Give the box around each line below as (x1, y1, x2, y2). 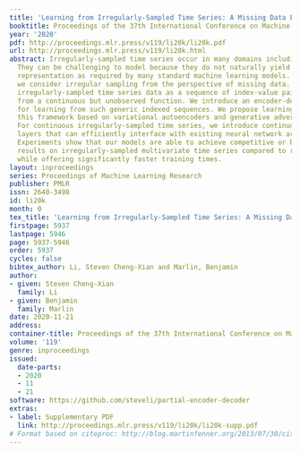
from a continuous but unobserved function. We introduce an (17, 96, 251, 106)
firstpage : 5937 (9, 221, 70, 230)
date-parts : (17, 362, 63, 371)
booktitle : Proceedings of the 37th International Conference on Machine (9, 21, 291, 30)
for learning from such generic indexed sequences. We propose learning (17, 105, 295, 114)
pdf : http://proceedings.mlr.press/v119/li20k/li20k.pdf (9, 38, 227, 47)
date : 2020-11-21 (9, 312, 74, 322)
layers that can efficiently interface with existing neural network (17, 130, 282, 139)
